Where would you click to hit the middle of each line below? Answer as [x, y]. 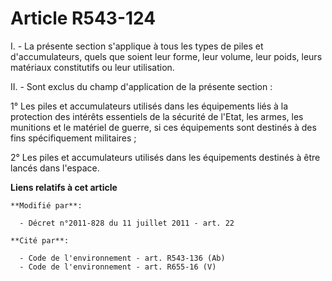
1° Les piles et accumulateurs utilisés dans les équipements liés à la [149, 106]
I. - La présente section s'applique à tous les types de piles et [137, 46]
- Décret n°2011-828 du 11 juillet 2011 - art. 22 [127, 223]
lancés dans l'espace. [55, 168]
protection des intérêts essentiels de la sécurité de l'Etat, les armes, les [157, 116]
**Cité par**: [40, 240]
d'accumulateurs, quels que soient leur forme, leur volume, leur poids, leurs [166, 56]
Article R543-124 [83, 18]
